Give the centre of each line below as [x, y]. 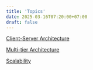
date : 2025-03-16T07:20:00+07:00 [47, 17]
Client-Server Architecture [38, 39]
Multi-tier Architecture [33, 50]
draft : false [22, 22]
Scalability [18, 61]
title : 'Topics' [26, 11]
